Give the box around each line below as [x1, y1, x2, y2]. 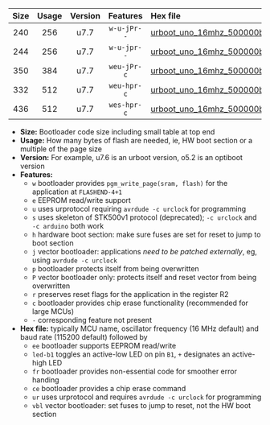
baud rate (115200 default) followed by [19, 332, 148, 341]
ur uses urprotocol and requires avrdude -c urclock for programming [31, 392, 262, 402]
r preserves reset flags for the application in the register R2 [31, 290, 229, 299]
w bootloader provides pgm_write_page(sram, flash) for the [31, 179, 228, 188]
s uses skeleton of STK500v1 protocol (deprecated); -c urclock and [31, 212, 257, 222]
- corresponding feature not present [31, 316, 153, 324]
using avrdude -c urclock [31, 255, 118, 265]
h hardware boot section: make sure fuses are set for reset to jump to [31, 229, 261, 239]
